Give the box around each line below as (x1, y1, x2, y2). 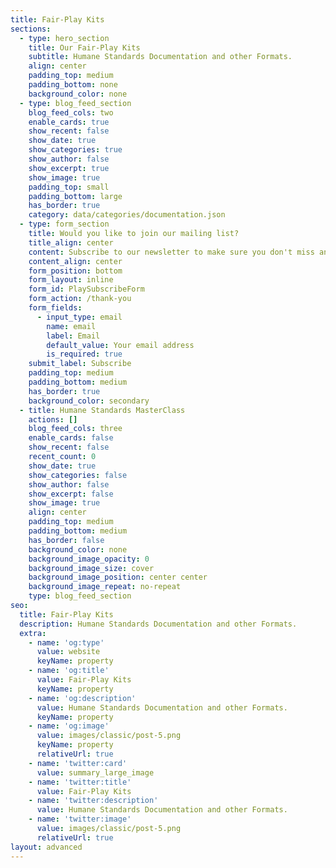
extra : (19, 628, 47, 638)
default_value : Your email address (46, 340, 195, 350)
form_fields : (28, 303, 83, 313)
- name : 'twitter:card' (28, 758, 128, 768)
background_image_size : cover (28, 563, 155, 573)
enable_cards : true (28, 117, 110, 127)
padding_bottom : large (28, 191, 123, 201)
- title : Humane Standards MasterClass (19, 405, 186, 415)
